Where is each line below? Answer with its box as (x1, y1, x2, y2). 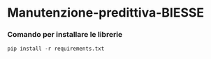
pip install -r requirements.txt (7, 45, 105, 53)
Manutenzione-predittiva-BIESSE (7, 5, 205, 21)
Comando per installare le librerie (7, 30, 123, 40)
